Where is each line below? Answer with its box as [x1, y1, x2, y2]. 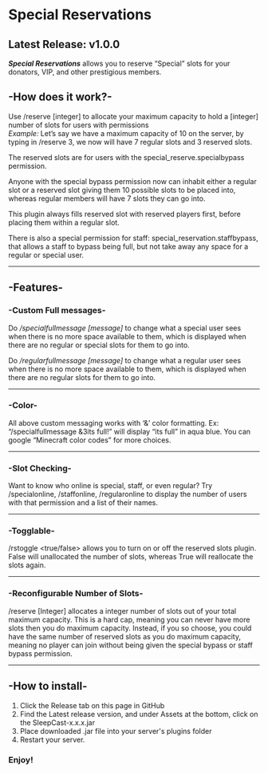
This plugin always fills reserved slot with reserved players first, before [8, 209, 241, 218]
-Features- [8, 281, 64, 294]
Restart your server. [19, 735, 85, 744]
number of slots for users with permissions [8, 120, 149, 130]
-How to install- [8, 679, 88, 693]
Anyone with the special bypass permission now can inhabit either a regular [8, 176, 257, 186]
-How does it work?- [8, 90, 112, 104]
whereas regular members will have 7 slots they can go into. [8, 194, 206, 203]
